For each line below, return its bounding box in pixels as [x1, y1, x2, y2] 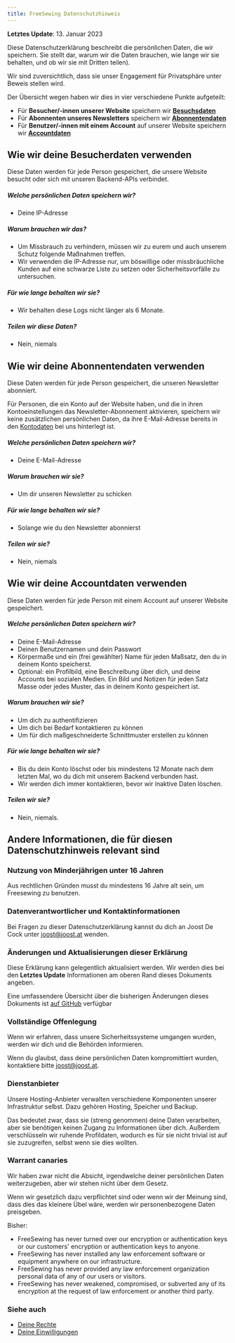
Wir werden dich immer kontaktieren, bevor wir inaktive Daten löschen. [17, 780, 223, 788]
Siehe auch [7, 1304, 47, 1314]
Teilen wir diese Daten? [7, 322, 77, 330]
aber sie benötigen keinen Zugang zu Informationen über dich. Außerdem [7, 1123, 220, 1132]
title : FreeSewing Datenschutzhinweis [7, 10, 121, 18]
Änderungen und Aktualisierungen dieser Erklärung [7, 947, 188, 957]
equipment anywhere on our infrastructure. [17, 1257, 142, 1265]
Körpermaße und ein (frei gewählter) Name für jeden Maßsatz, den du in [17, 652, 227, 660]
